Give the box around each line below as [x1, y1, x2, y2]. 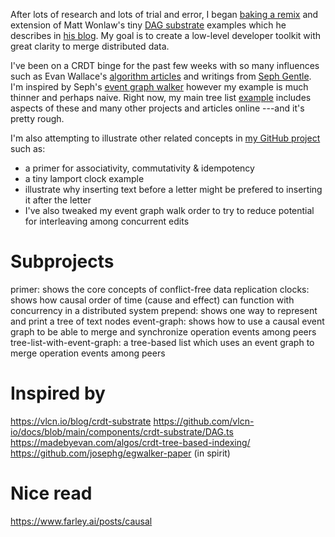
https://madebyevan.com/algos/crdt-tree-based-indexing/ [10, 436, 251, 448]
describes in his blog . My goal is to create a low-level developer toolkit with [10, 30, 322, 41]
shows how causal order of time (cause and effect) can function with [10, 294, 295, 306]
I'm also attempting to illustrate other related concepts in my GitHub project [10, 132, 321, 144]
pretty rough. [10, 113, 65, 124]
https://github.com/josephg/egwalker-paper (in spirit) [10, 447, 231, 459]
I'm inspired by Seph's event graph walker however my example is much [10, 81, 309, 93]
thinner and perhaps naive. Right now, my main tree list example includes [10, 92, 312, 103]
